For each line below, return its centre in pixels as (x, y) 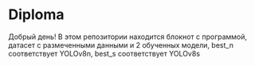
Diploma (37, 15)
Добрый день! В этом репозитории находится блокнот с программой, (128, 37)
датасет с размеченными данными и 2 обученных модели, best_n (121, 45)
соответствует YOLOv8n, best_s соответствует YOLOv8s (104, 53)
